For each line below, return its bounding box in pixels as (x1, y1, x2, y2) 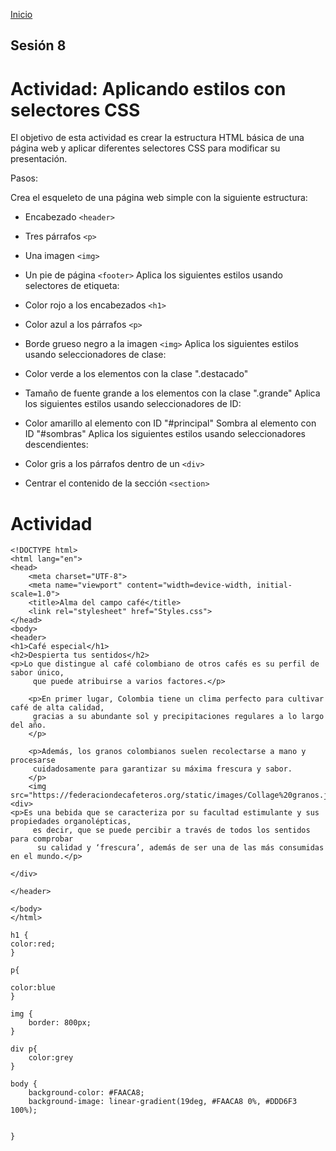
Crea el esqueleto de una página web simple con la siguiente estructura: (10, 192, 308, 204)
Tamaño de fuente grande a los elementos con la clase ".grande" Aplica (24, 387, 321, 399)
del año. (10, 720, 47, 731)
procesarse (10, 755, 56, 766)
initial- (256, 580, 293, 591)
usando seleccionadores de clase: (24, 349, 167, 361)
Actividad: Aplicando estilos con (10, 77, 287, 100)
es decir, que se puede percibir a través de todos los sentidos (32, 825, 311, 836)
